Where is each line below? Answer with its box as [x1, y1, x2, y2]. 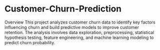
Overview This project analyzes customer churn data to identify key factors [4, 19, 156, 25]
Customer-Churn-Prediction [4, 3, 122, 14]
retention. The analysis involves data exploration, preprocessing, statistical [4, 29, 154, 35]
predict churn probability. [4, 39, 55, 45]
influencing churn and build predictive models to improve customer [4, 24, 139, 30]
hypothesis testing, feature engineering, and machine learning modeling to [4, 35, 154, 40]
